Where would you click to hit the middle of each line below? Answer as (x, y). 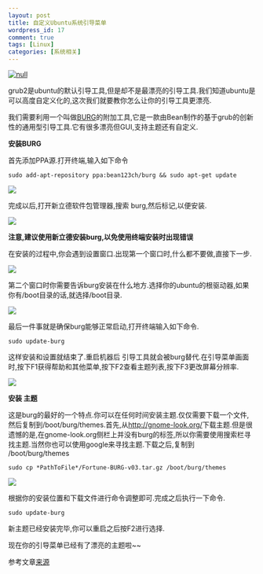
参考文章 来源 (29, 562)
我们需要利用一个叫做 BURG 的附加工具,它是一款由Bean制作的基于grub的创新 (131, 117)
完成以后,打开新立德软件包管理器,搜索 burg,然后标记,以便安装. (108, 206)
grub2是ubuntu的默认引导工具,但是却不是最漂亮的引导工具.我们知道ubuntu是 (132, 90)
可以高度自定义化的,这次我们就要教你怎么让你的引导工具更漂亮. (110, 100)
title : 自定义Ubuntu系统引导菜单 (58, 23)
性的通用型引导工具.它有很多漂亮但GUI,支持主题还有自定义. (103, 127)
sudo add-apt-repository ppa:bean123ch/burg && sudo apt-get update (122, 175)
